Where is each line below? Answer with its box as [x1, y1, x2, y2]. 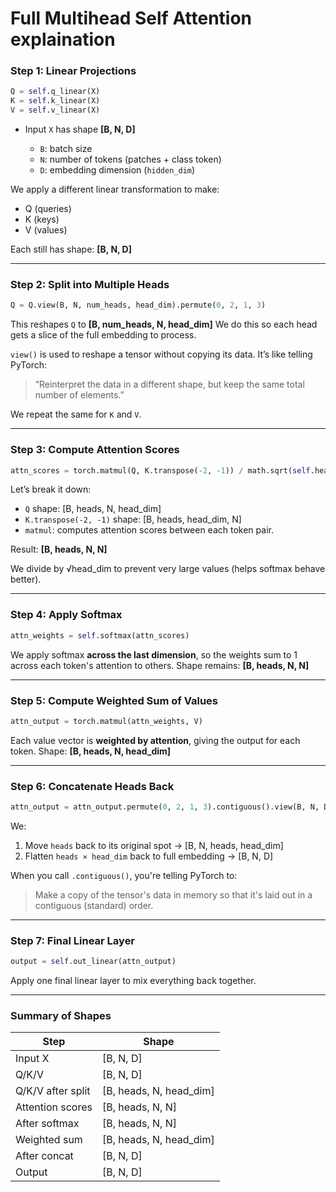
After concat [15, 1149, 74, 1163]
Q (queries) [24, 203, 72, 215]
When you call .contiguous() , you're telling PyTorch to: [10, 869, 238, 881]
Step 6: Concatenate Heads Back [10, 779, 175, 793]
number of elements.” [34, 389, 125, 401]
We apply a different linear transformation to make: [10, 183, 220, 196]
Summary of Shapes [10, 1009, 112, 1023]
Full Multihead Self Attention [10, 7, 253, 30]
